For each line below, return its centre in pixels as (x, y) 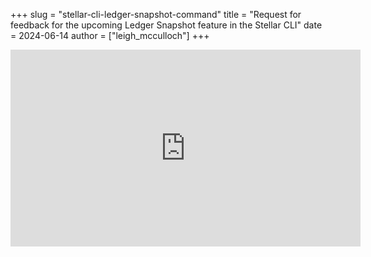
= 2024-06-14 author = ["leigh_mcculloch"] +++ (110, 35)
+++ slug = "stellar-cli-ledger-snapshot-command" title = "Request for (156, 14)
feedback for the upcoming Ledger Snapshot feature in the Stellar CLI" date (166, 25)
